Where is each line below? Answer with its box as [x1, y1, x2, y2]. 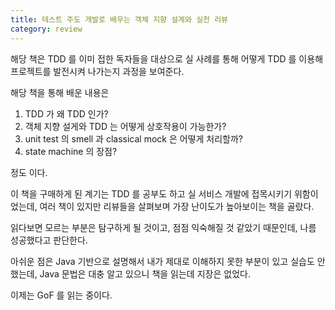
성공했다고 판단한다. [10, 234, 88, 246]
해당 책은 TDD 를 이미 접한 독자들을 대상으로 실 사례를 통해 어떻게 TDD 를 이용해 [10, 52, 324, 65]
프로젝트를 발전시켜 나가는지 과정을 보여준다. [10, 65, 185, 77]
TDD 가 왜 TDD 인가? [24, 107, 109, 120]
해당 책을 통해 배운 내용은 [10, 86, 110, 98]
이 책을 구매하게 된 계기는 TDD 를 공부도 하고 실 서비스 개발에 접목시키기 [10, 187, 293, 200]
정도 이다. [10, 166, 48, 178]
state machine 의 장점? [24, 145, 118, 157]
